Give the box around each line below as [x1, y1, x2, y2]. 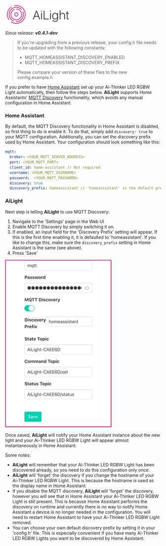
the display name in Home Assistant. [12, 483, 87, 489]
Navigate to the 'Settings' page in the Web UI [12, 218, 105, 224]
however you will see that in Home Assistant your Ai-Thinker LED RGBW [12, 493, 159, 499]
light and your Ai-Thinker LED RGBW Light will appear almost [5, 437, 129, 443]
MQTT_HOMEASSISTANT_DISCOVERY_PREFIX [24, 60, 120, 65]
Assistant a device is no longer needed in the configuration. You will [12, 509, 151, 515]
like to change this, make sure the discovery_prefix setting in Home [12, 239, 151, 245]
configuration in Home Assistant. [5, 100, 72, 105]
